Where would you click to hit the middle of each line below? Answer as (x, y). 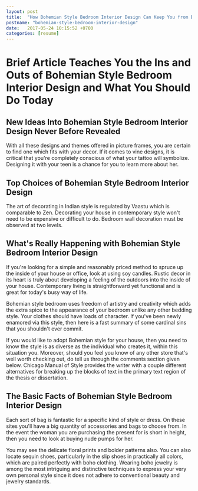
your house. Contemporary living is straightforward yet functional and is (93, 286)
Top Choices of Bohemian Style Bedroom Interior (98, 183)
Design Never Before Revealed (63, 131)
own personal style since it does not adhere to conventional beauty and (93, 475)
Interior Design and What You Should (98, 88)
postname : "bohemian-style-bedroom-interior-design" (72, 22)
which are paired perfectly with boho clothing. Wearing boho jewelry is (92, 462)
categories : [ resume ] (33, 34)
